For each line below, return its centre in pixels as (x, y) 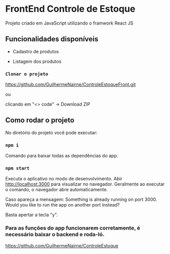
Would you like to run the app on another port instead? (63, 205)
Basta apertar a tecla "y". (32, 215)
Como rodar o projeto (40, 120)
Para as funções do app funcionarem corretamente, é (73, 228)
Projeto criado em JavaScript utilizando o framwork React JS (69, 23)
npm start (17, 168)
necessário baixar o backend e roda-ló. (55, 235)
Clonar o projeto (27, 74)
